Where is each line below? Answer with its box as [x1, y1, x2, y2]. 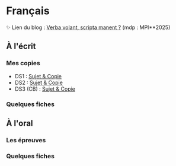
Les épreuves [6, 136, 46, 144]
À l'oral [6, 118, 34, 128]
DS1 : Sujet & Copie [14, 72, 62, 79]
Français [6, 4, 50, 18]
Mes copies [6, 59, 40, 68]
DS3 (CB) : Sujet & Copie [14, 85, 76, 92]
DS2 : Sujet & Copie [14, 79, 63, 86]
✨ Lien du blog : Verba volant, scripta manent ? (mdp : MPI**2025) [6, 24, 171, 31]
